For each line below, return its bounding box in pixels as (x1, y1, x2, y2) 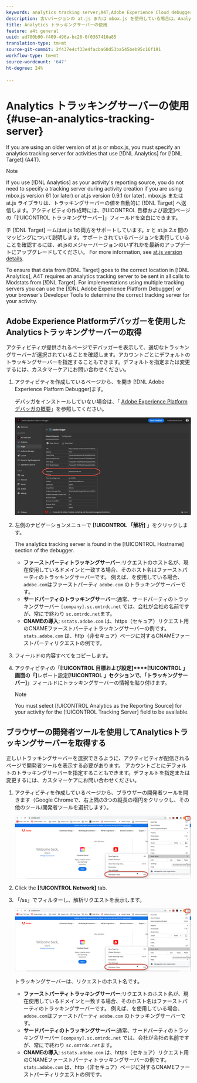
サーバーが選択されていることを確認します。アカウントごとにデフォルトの (11, 351, 191, 358)
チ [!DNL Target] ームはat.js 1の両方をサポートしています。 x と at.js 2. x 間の (6, 226, 189, 234)
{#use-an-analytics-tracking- (6, 112, 155, 125)
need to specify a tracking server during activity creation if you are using (6, 185, 182, 192)
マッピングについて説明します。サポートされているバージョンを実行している (6, 234, 191, 241)
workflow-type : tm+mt (6, 53, 59, 59)
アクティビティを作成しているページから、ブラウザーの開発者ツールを (14, 789, 184, 796)
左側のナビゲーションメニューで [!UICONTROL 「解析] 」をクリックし (14, 522, 183, 529)
